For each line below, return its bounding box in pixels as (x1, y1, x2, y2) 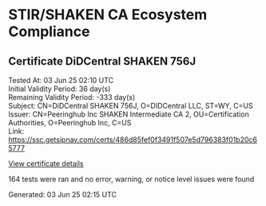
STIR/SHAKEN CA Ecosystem (8, 6, 208, 24)
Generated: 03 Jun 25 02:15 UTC (8, 190, 117, 199)
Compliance (8, 22, 90, 41)
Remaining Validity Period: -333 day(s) (8, 93, 136, 101)
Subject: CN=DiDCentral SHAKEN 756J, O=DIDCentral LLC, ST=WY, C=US (8, 101, 253, 110)
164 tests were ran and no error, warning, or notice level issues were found (8, 174, 255, 184)
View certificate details (8, 159, 84, 168)
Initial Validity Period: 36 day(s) (8, 84, 111, 93)
